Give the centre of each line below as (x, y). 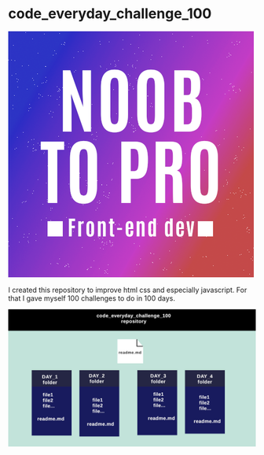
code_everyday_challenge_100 (110, 14)
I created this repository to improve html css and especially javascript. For (128, 290)
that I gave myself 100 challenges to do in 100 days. (92, 298)
